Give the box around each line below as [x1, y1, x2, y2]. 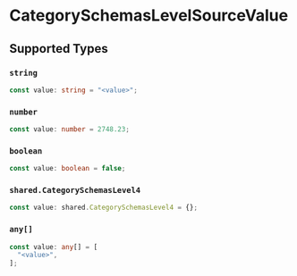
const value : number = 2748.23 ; [9, 125, 130, 134]
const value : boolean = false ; [9, 164, 126, 173]
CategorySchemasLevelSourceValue [9, 5, 289, 26]
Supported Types [9, 41, 109, 56]
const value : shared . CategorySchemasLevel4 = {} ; [9, 203, 199, 213]
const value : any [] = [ [9, 242, 98, 251]
